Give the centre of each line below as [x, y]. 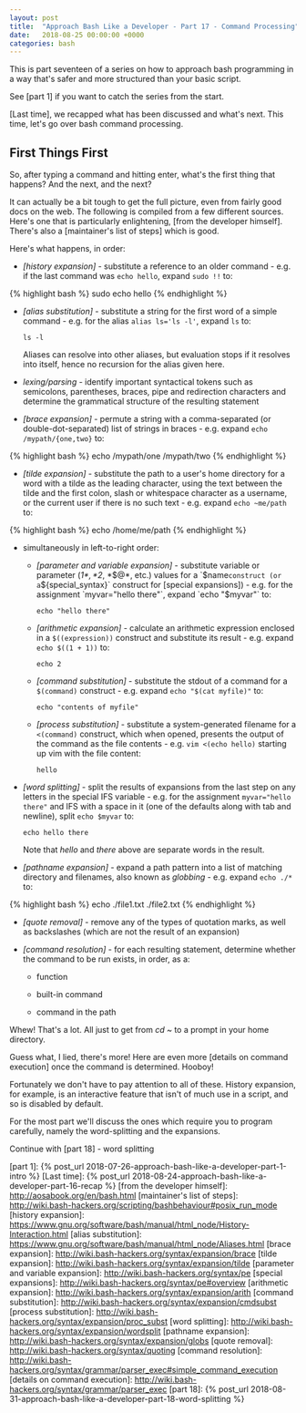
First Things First [59, 153]
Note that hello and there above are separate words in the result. [143, 850]
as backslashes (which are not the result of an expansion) [131, 932]
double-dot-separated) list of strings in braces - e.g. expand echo [145, 428]
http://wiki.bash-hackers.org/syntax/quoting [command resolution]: [136, 1351]
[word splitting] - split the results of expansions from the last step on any [159, 787]
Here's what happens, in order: [67, 249]
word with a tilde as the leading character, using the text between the [152, 483]
